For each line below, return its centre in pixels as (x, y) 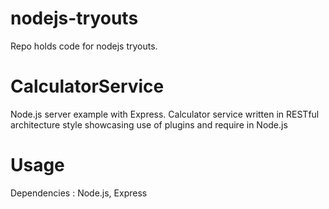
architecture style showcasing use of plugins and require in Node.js (149, 124)
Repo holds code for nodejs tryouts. (84, 46)
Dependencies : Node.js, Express (79, 193)
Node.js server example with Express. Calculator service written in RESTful (165, 114)
